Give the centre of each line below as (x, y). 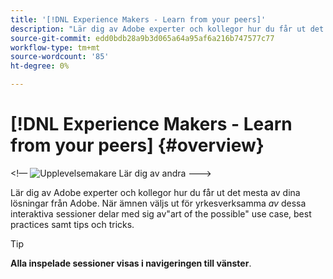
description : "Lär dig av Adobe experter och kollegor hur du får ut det (167, 29)
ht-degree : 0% (40, 66)
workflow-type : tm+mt (55, 47)
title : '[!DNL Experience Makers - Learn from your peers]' (138, 19)
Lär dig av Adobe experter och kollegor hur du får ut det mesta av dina (155, 192)
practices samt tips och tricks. (72, 224)
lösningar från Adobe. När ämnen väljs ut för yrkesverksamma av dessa (158, 203)
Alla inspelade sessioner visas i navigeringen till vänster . (131, 263)
